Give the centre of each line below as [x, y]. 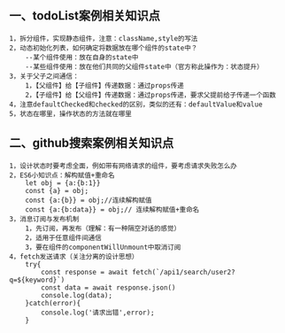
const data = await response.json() [108, 287]
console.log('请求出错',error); [98, 313]
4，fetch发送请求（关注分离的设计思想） [74, 256]
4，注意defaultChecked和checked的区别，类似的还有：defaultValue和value [136, 105]
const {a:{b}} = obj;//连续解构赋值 [89, 200]
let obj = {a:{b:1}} [63, 183]
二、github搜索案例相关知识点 [92, 143]
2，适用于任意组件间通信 [63, 237]
